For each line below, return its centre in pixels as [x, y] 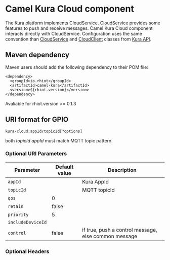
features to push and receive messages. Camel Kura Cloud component [79, 28]
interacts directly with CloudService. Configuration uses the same [74, 33]
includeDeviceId [27, 222]
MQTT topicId [98, 190]
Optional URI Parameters [36, 154]
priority [18, 214]
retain [16, 206]
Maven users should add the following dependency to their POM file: [77, 67]
